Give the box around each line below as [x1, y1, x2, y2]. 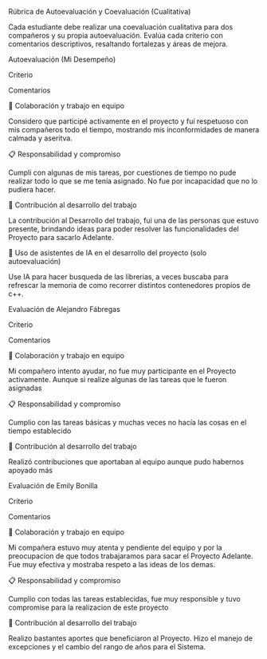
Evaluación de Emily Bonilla [8, 481, 98, 490]
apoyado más [8, 466, 53, 475]
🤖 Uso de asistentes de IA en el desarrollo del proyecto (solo [8, 248, 207, 258]
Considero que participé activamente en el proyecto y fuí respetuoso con [8, 116, 249, 126]
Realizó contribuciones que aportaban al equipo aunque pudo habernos [8, 457, 245, 466]
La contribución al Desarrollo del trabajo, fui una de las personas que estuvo [8, 215, 259, 225]
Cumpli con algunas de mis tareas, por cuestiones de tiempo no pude [8, 168, 237, 177]
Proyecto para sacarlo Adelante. [8, 233, 114, 242]
